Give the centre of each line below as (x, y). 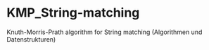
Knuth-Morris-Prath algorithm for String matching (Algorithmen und (104, 32)
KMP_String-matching (73, 13)
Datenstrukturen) (31, 39)
